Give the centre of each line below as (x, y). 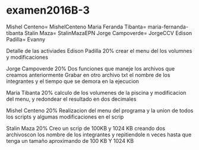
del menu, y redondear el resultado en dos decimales (71, 99)
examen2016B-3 (48, 10)
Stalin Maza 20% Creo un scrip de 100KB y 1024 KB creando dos (86, 128)
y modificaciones (27, 57)
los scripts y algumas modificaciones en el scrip (65, 117)
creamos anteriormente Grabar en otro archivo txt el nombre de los (88, 75)
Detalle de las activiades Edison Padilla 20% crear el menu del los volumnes (99, 50)
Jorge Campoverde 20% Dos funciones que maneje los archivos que (91, 68)
